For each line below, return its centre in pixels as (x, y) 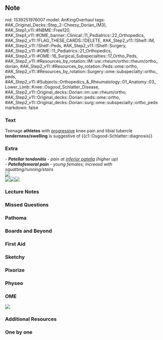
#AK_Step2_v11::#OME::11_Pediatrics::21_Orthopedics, (58, 51)
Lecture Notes (22, 192)
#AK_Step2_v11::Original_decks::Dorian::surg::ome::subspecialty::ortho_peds (81, 102)
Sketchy (15, 257)
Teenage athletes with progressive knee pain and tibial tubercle (69, 131)
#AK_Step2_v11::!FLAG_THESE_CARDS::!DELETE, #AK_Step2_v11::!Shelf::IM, (80, 40)
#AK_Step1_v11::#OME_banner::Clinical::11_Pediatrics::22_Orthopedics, (75, 35)
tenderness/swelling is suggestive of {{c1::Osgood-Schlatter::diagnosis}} (79, 136)
